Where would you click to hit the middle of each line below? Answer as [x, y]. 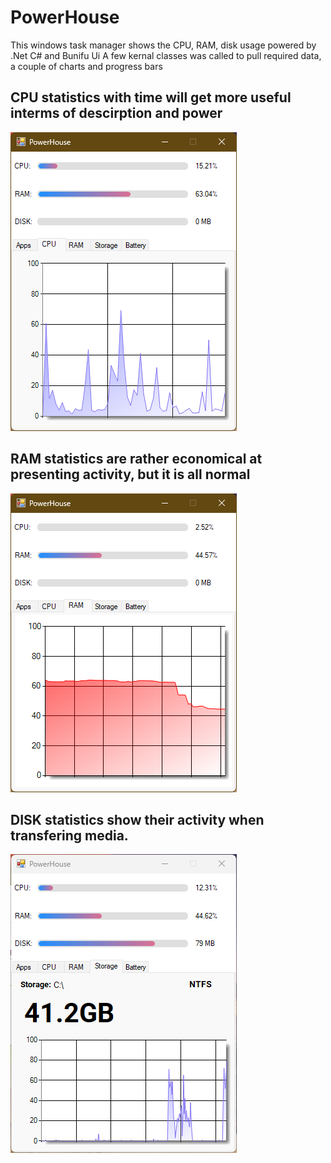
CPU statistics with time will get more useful [151, 97]
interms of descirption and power [116, 113]
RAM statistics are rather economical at [136, 459]
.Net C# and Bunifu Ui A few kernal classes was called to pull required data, [166, 55]
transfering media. [69, 835]
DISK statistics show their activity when [137, 819]
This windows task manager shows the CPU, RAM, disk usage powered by [163, 45]
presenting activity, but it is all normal [130, 474]
